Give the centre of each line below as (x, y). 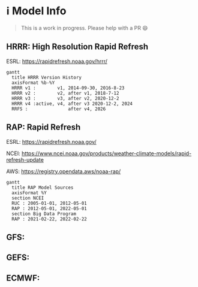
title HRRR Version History (47, 77)
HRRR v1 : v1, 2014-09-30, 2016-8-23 (68, 88)
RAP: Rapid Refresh (43, 127)
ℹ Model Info (36, 11)
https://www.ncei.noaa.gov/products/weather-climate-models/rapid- (106, 153)
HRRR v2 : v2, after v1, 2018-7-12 (65, 93)
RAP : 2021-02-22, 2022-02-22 (49, 219)
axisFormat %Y (29, 193)
